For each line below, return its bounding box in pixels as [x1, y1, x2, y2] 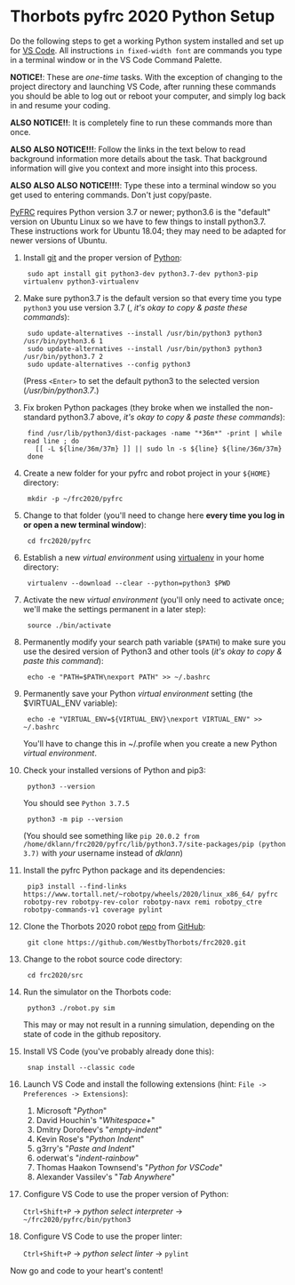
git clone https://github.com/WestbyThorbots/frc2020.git [27, 938, 247, 947]
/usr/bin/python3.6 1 [22, 336, 103, 346]
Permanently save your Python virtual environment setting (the [22, 688, 253, 698]
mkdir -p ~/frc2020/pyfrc [27, 494, 124, 503]
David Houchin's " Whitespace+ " [36, 1114, 155, 1125]
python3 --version [27, 782, 96, 791]
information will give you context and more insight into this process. [10, 163, 259, 173]
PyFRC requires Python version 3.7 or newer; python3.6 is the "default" [10, 206, 271, 217]
